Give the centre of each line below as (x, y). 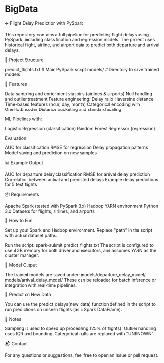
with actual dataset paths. (31, 235)
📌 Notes (13, 319)
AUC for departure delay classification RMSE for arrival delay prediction (78, 174)
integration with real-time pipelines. (41, 285)
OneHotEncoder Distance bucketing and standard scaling (63, 109)
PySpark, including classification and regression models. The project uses (80, 39)
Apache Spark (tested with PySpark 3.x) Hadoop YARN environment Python (82, 206)
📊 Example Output (24, 163)
